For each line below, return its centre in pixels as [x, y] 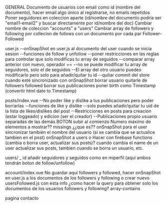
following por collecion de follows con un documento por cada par [73, 34]
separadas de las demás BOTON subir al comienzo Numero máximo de [78, 122]
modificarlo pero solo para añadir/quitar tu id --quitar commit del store [78, 75]
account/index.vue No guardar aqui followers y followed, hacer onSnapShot [83, 173]
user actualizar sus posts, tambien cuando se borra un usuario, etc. [74, 148]
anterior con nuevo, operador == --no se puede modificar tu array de [76, 64]
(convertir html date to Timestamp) [41, 91]
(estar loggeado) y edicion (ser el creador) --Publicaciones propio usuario [81, 116]
